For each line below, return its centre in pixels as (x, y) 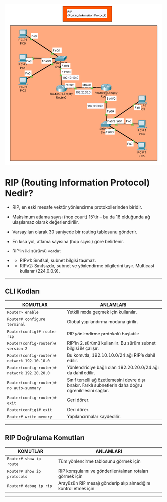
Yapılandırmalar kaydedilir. (94, 417)
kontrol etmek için (76, 488)
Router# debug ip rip (30, 486)
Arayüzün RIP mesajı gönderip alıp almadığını (104, 483)
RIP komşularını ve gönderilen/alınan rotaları (103, 471)
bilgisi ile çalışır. (83, 348)
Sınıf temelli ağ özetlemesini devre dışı (106, 380)
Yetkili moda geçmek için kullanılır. (102, 312)
